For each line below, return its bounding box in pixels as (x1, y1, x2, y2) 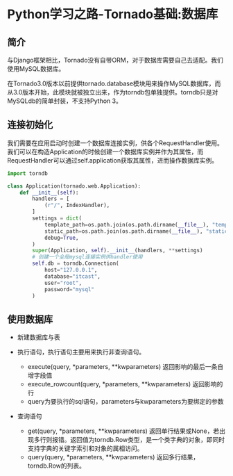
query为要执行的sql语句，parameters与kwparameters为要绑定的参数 (27, 397, 224, 406)
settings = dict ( (32, 215, 82, 222)
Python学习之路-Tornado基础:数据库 (7, 6, 218, 22)
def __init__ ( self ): (19, 189, 79, 196)
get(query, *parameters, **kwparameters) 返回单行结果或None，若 (27, 427, 220, 435)
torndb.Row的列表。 (27, 461, 85, 470)
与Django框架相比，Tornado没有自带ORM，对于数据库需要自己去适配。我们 (7, 56, 223, 64)
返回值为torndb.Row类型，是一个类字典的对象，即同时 (70, 436, 225, 444)
